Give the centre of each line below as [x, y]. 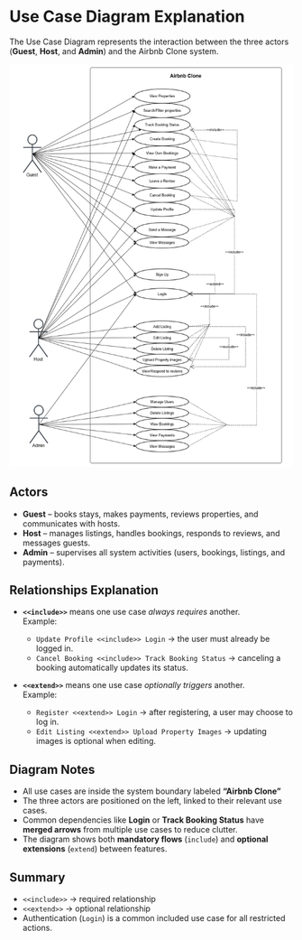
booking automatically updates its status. [112, 668]
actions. [37, 928]
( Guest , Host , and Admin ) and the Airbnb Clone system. [114, 51]
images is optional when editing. [96, 741]
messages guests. [56, 543]
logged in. [55, 648]
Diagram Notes [52, 769]
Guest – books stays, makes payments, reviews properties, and [140, 514]
